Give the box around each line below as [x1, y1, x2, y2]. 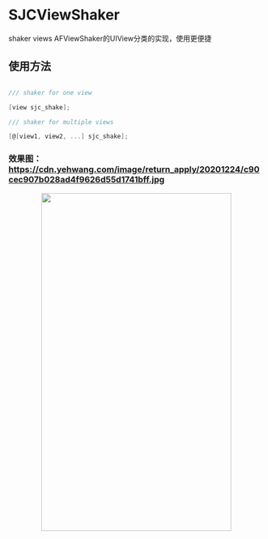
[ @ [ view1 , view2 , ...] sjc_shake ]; [8, 132, 129, 141]
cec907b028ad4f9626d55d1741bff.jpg [8, 174, 165, 186]
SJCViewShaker [8, 6, 120, 24]
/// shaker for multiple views [8, 118, 114, 126]
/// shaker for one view [8, 88, 92, 96]
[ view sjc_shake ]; [8, 103, 70, 111]
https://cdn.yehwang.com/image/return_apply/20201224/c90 [8, 164, 260, 175]
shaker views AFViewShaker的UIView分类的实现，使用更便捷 [8, 33, 212, 43]
